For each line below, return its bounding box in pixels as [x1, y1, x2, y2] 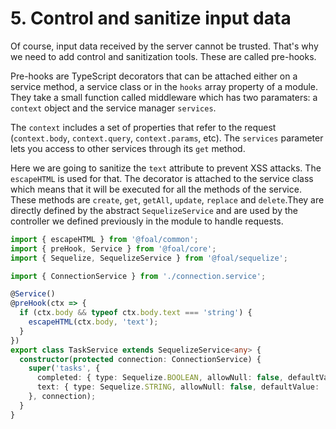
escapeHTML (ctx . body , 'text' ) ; [28, 317, 159, 327]
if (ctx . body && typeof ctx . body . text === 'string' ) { [19, 308, 253, 318]
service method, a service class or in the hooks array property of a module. [10, 80, 319, 92]
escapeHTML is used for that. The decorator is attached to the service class [10, 172, 314, 184]
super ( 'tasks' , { [28, 363, 101, 374]
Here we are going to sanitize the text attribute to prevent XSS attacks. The [10, 162, 322, 174]
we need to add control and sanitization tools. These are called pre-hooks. [10, 50, 317, 62]
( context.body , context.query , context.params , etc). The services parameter [10, 132, 324, 144]
